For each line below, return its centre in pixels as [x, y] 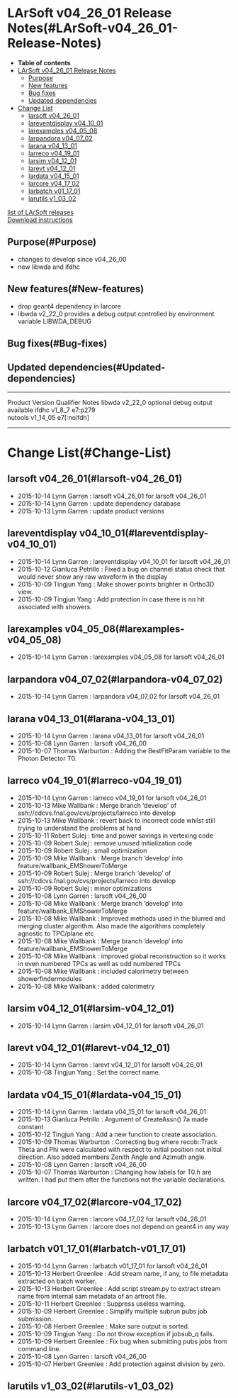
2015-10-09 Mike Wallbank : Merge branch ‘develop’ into [100, 858]
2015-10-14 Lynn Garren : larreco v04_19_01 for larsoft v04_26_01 [112, 798]
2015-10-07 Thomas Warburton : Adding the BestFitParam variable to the [124, 751]
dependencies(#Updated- [107, 368]
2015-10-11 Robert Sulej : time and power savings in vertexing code [115, 836]
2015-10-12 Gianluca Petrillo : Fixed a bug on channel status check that [121, 569]
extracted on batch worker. [57, 1281]
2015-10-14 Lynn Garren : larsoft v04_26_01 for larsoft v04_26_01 [112, 496]
